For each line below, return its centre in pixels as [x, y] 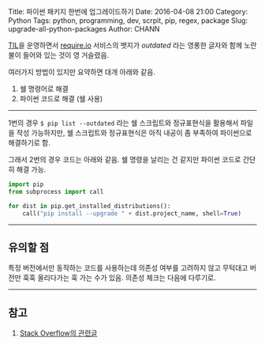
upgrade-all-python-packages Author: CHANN [84, 29]
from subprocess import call [56, 191]
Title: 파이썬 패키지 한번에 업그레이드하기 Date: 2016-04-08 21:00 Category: [128, 11]
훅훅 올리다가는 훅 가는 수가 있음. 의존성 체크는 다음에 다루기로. [119, 278]
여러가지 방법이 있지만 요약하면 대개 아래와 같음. [82, 72]
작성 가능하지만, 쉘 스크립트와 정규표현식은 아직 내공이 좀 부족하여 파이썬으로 [134, 133]
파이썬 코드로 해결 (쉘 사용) [61, 99]
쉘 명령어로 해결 [44, 89]
